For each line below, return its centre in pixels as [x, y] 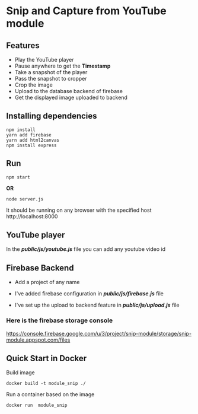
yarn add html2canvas [33, 140]
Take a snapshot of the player [51, 72]
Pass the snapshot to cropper [51, 79]
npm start [18, 177]
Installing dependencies [52, 116]
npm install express [32, 145]
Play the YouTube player [44, 60]
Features [23, 45]
